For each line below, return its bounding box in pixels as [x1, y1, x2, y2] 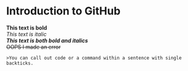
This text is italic [6, 30, 47, 37]
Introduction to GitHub [6, 4, 121, 18]
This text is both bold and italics [6, 37, 89, 44]
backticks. [6, 60, 34, 66]
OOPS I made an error [6, 43, 61, 51]
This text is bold [6, 24, 47, 31]
